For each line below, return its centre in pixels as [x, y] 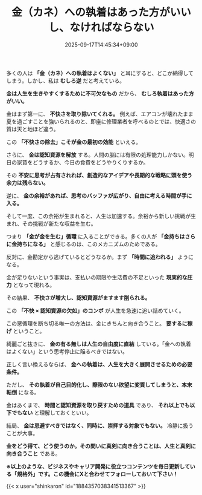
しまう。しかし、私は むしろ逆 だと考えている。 [66, 80]
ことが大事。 [22, 433]
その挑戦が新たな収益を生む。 [59, 223]
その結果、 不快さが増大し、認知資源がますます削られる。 [78, 298]
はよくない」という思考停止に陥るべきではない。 [67, 351]
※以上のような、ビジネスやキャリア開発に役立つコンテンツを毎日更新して [98, 466]
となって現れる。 [34, 284]
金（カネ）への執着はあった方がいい [101, 12]
